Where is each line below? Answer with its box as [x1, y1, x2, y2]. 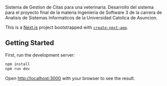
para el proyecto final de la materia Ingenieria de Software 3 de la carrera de [5, 9, 162, 15]
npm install [5, 62, 30, 67]
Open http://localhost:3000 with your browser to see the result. [5, 75, 136, 81]
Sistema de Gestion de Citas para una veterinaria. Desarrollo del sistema [5, 4, 154, 10]
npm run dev [5, 66, 30, 71]
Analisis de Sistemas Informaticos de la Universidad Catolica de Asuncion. [5, 15, 158, 20]
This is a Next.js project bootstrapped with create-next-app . [5, 24, 129, 30]
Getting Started [5, 39, 54, 47]
